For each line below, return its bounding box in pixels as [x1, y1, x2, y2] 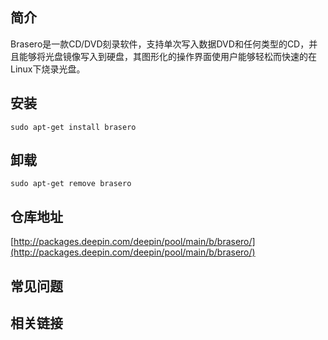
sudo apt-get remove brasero [10, 179, 132, 189]
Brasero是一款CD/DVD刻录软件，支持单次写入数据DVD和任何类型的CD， [10, 38, 310, 50]
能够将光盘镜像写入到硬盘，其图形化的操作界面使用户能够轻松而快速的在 [18, 50, 317, 62]
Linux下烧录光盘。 [10, 63, 86, 75]
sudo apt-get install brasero [10, 122, 137, 132]
